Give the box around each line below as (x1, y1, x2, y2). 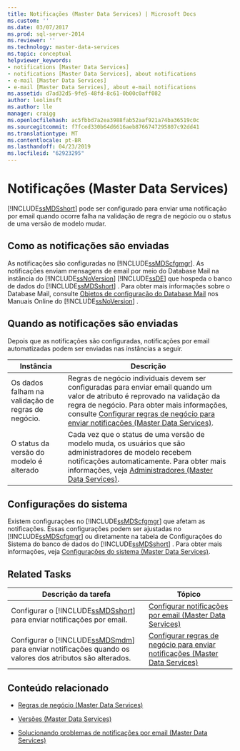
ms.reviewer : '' (7, 37, 56, 44)
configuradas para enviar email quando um (67, 382, 212, 392)
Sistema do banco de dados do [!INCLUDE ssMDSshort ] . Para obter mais (7, 540, 223, 548)
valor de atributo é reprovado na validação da (67, 390, 221, 400)
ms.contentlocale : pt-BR (7, 136, 81, 143)
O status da (11, 438, 50, 448)
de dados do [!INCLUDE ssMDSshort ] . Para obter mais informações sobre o (7, 281, 231, 290)
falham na (11, 386, 44, 396)
